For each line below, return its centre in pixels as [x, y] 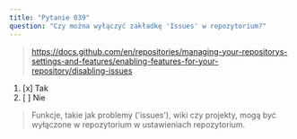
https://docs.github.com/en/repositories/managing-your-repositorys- [159, 51]
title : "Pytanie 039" [50, 17]
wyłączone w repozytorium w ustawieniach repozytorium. [138, 124]
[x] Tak [35, 88]
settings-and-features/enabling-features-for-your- [125, 61]
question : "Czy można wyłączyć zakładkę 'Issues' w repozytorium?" [138, 26]
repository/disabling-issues [82, 70]
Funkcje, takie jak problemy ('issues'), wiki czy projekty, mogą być [153, 115]
